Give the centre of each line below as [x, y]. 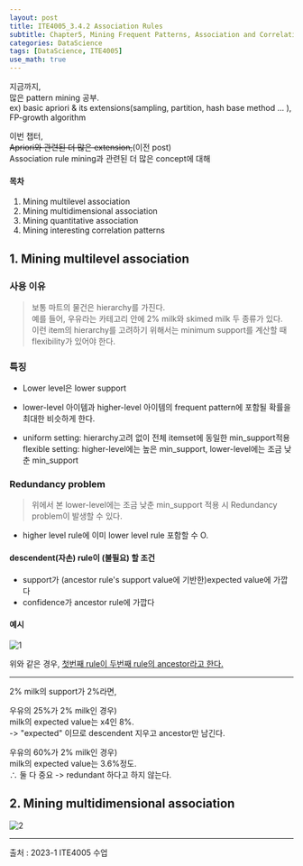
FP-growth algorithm [48, 117]
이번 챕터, [26, 136]
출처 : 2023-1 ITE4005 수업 [59, 852]
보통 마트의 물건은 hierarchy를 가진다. [98, 307]
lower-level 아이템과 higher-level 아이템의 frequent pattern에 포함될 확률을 [156, 408]
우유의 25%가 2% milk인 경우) [63, 710]
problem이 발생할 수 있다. [77, 516]
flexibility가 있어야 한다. [73, 341]
